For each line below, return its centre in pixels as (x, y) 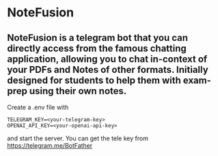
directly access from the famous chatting (97, 48)
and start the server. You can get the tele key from (78, 138)
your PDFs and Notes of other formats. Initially (108, 69)
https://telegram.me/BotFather (50, 145)
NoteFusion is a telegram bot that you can (98, 38)
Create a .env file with (38, 107)
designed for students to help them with (94, 80)
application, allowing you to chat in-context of (107, 59)
